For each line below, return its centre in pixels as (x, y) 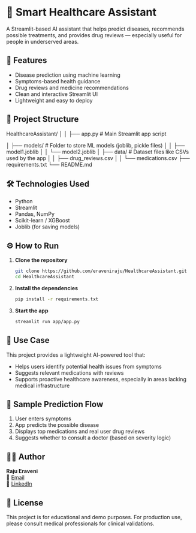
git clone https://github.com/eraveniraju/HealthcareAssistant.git (101, 271)
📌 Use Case (28, 340)
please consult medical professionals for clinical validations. (80, 523)
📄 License (25, 503)
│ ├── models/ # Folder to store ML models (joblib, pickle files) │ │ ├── (96, 145)
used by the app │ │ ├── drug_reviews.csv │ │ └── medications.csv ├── (98, 158)
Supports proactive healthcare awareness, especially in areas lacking (101, 379)
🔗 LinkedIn (19, 484)
